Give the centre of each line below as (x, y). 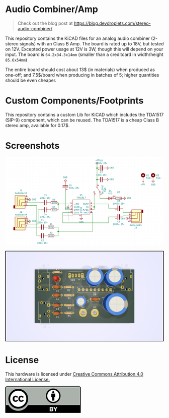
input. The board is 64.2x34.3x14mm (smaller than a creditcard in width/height (84, 54)
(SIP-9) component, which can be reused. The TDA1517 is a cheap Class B (82, 120)
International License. (28, 379)
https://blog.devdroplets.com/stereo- (112, 23)
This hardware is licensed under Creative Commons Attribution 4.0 (74, 374)
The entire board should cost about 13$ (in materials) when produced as (80, 70)
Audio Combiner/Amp (52, 9)
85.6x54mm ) (16, 59)
